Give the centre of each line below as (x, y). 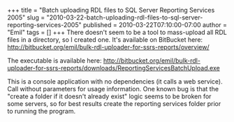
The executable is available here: (55, 61)
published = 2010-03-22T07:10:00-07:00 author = (155, 25)
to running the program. (42, 111)
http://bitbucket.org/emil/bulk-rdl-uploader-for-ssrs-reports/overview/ (108, 47)
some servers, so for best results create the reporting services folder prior (114, 104)
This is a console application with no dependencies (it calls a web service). (115, 82)
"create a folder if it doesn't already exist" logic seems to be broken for (109, 96)
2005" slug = (26, 17)
